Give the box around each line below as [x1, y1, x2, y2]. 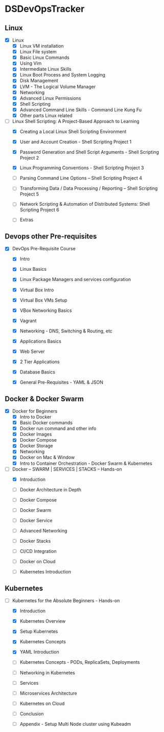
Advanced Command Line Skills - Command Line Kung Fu [19, 106, 142, 113]
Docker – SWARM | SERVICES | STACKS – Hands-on [12, 466, 122, 472]
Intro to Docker [19, 414, 52, 420]
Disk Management [19, 77, 58, 84]
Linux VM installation [19, 43, 64, 49]
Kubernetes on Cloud [19, 700, 65, 706]
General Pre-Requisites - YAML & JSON [19, 379, 103, 385]
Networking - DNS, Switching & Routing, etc [19, 328, 113, 334]
